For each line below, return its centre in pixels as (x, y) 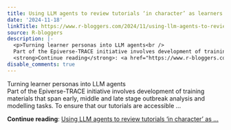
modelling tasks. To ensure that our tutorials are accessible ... (94, 105)
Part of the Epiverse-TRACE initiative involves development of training (106, 91)
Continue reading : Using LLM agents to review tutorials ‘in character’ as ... (113, 119)
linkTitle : (23, 26)
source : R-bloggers (35, 32)
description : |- (30, 39)
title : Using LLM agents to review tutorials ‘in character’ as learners (115, 13)
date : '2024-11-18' (35, 20)
